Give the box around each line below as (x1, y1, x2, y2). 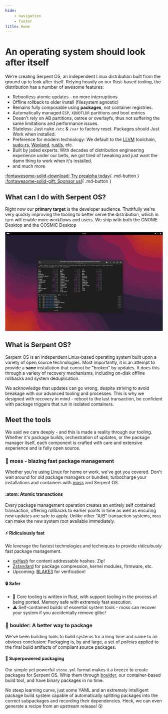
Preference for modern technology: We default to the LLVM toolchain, (12, 136, 156, 142)
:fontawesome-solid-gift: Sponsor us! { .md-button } (5, 178, 111, 184)
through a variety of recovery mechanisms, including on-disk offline (5, 370, 145, 376)
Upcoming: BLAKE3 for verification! (12, 568, 86, 575)
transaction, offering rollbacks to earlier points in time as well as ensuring (5, 507, 156, 514)
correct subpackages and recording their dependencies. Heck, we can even (5, 698, 162, 704)
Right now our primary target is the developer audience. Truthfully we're (5, 206, 155, 212)
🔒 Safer (5, 580, 21, 587)
